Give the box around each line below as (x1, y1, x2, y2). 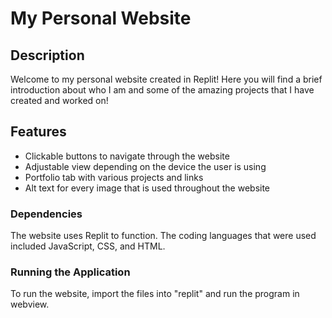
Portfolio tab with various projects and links (24, 171, 204, 183)
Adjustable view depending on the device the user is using (24, 160, 267, 172)
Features (10, 123, 67, 141)
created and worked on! (10, 95, 109, 106)
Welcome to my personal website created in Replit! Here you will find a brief (10, 73, 323, 85)
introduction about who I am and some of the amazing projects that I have (10, 84, 315, 96)
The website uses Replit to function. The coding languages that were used (10, 230, 317, 242)
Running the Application (10, 265, 131, 279)
